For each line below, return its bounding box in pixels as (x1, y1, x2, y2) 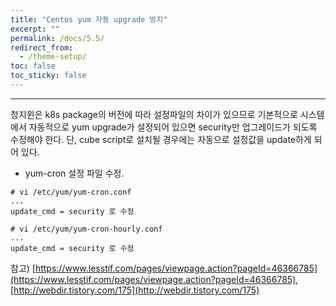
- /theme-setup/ (19, 52, 87, 62)
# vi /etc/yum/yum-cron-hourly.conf (10, 224, 163, 234)
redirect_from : (10, 42, 74, 53)
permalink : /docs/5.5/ (10, 33, 105, 43)
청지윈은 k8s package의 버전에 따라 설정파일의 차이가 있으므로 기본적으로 (10, 108, 298, 120)
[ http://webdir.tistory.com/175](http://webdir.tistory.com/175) (10, 284, 260, 296)
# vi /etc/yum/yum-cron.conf (10, 187, 132, 197)
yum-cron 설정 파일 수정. (24, 167, 125, 179)
